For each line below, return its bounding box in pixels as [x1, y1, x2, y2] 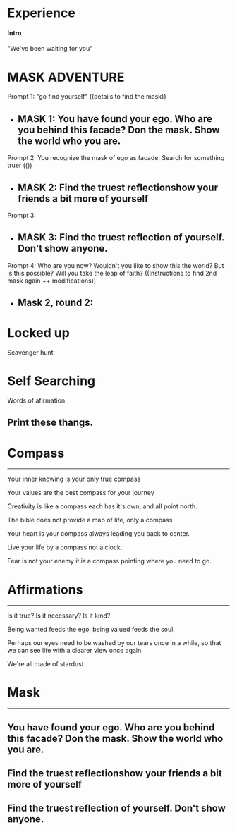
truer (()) [7, 161, 32, 170]
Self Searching [7, 373, 96, 389]
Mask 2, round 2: [17, 297, 94, 309]
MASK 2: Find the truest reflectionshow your [17, 181, 219, 193]
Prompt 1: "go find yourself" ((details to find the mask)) [7, 92, 167, 101]
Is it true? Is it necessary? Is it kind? [7, 611, 111, 620]
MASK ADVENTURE [7, 69, 125, 85]
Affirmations [7, 582, 83, 597]
